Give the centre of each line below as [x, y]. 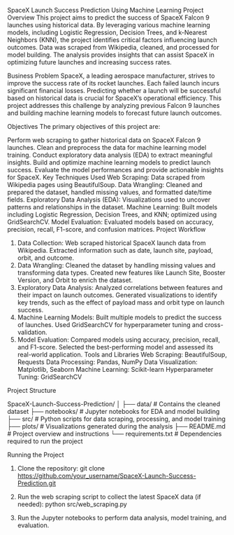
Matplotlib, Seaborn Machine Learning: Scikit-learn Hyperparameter [115, 369]
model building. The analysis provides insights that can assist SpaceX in [111, 55]
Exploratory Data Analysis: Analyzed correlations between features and [120, 287]
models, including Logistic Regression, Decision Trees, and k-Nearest [107, 32]
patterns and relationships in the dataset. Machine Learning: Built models [112, 207]
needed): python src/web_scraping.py [72, 504]
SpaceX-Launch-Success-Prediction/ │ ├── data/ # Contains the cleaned [114, 404]
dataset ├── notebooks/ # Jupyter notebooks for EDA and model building [114, 411]
